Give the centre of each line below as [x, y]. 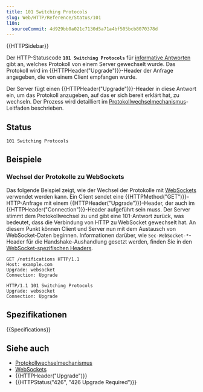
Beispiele [24, 160]
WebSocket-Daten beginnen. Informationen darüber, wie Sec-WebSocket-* [98, 235]
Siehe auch [28, 348]
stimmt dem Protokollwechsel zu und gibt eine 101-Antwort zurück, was [95, 216]
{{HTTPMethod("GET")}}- [157, 196]
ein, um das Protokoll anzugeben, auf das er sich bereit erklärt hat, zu [93, 95]
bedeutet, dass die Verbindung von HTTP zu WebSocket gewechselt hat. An [101, 222]
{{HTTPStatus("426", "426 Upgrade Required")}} [76, 382]
